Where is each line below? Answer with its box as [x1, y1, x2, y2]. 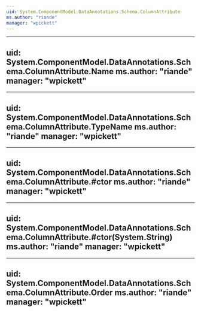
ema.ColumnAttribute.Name [6, 66, 114, 77]
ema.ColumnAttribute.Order [6, 288, 113, 298]
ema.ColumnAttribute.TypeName [6, 121, 133, 132]
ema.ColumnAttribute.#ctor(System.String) [6, 232, 173, 242]
